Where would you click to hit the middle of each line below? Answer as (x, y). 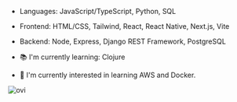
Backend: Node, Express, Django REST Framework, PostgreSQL (122, 41)
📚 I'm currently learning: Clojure (72, 57)
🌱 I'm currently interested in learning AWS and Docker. (108, 75)
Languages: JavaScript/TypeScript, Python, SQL (98, 11)
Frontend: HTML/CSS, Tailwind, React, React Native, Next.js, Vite (124, 26)
